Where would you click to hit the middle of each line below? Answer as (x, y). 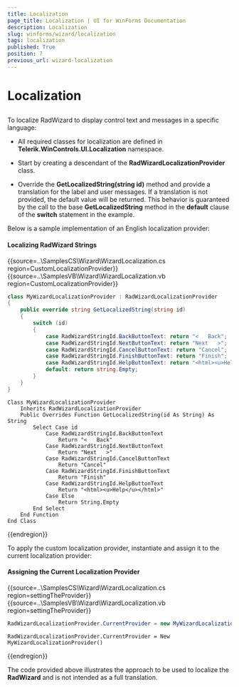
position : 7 (25, 54)
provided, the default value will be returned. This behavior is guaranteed (123, 200)
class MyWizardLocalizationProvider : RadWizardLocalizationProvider (113, 297)
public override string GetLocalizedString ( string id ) (103, 310)
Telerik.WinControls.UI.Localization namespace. (91, 149)
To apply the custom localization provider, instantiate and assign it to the (113, 548)
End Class (22, 521)
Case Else (60, 496)
